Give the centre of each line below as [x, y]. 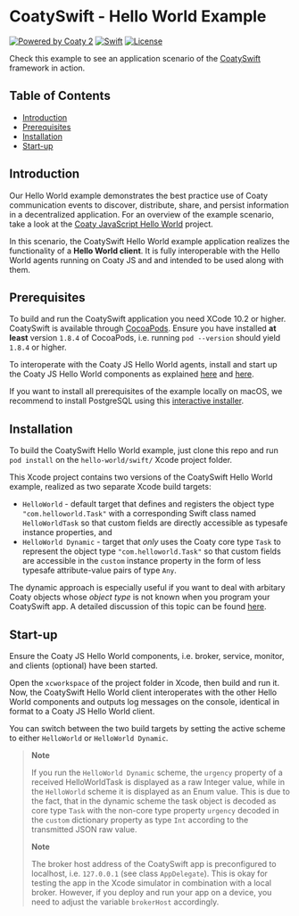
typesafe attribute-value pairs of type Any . [99, 570]
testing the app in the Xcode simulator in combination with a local [151, 883]
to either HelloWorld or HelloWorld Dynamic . [89, 738]
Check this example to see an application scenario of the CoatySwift [135, 58]
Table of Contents [60, 96]
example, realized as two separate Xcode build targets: [110, 487]
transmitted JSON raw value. [84, 829]
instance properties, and [67, 532]
